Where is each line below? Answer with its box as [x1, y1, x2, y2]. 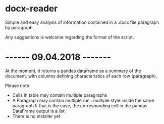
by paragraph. [5, 24, 34, 30]
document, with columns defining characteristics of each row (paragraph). [5, 73, 158, 79]
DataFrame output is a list [12, 108, 65, 114]
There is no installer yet [12, 113, 60, 119]
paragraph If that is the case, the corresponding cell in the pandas [12, 102, 148, 109]
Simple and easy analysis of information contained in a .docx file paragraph [5, 19, 160, 25]
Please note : [5, 83, 32, 88]
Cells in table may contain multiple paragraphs [12, 92, 108, 98]
